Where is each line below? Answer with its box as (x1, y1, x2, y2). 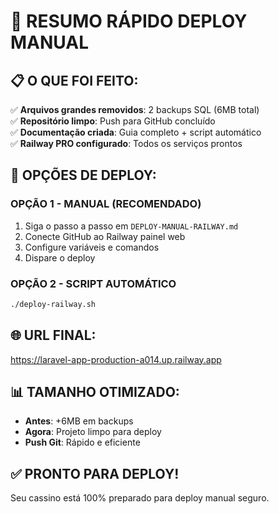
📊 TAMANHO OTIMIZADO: (10, 384, 180, 401)
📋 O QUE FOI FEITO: (10, 72, 139, 89)
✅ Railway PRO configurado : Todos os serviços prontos (10, 138, 243, 149)
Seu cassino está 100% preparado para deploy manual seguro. (10, 492, 270, 504)
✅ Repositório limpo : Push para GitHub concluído (10, 115, 216, 127)
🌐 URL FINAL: (10, 327, 97, 344)
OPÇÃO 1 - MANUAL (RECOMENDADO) (10, 197, 202, 211)
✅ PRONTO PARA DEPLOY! (10, 465, 180, 482)
